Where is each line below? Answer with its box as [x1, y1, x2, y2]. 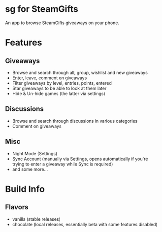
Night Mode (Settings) [12, 150, 58, 156]
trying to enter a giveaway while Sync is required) [12, 161, 113, 167]
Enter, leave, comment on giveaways [12, 75, 87, 81]
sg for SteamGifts [5, 3, 79, 15]
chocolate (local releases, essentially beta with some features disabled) [12, 221, 158, 227]
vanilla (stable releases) [12, 216, 61, 222]
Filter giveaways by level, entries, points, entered [12, 80, 112, 86]
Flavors [5, 203, 29, 211]
